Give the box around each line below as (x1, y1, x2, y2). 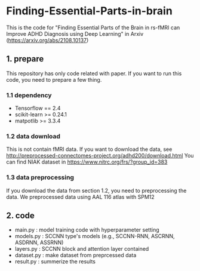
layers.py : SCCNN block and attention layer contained (14, 245, 149, 252)
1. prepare (6, 54, 44, 64)
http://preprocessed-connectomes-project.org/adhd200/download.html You (6, 152, 194, 159)
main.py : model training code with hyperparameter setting (14, 226, 159, 233)
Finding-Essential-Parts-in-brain (6, 4, 173, 18)
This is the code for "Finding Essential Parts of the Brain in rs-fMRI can (6, 24, 180, 31)
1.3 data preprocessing (6, 173, 75, 181)
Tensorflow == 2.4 (14, 104, 61, 112)
